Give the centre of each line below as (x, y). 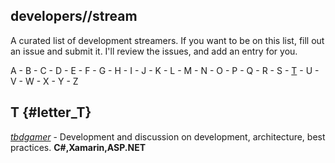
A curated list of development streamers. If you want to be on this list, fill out (167, 40)
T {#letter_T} (51, 112)
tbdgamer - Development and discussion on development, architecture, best (168, 136)
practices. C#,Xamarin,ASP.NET (78, 147)
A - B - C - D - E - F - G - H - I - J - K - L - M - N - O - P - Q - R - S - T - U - (165, 70)
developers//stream (74, 16)
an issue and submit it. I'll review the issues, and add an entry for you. (154, 51)
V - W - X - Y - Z (44, 81)
